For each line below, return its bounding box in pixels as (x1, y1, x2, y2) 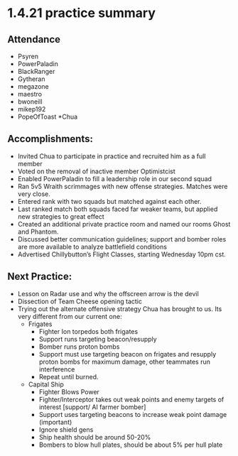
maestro (17, 90, 43, 98)
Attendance (7, 33, 61, 45)
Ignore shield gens (38, 425, 94, 434)
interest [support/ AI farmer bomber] (38, 403, 146, 411)
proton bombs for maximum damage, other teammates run (38, 357, 211, 366)
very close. (17, 190, 51, 198)
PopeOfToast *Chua (17, 112, 78, 121)
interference (38, 364, 75, 374)
